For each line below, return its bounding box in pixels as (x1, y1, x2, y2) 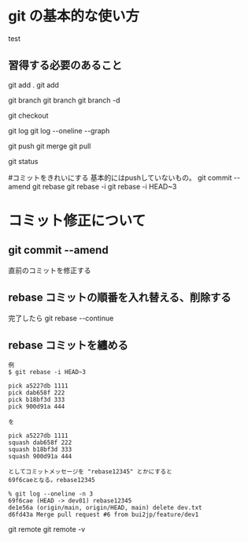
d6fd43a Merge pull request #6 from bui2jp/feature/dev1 (8, 510, 199, 519)
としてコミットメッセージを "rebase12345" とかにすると (8, 468, 172, 476)
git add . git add (8, 80, 59, 89)
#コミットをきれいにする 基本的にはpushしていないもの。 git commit (8, 173, 232, 182)
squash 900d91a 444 (8, 453, 72, 461)
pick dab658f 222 (8, 389, 65, 397)
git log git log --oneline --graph (8, 125, 110, 135)
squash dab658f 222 (8, 439, 72, 447)
